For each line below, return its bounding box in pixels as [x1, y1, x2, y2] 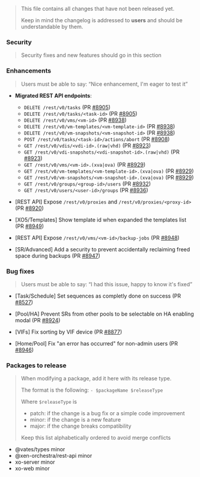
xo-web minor [14, 465, 50, 472]
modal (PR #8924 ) [14, 316, 61, 323]
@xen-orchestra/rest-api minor [14, 452, 92, 460]
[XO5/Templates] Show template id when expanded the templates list [14, 216, 187, 223]
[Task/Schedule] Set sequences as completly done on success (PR [14, 292, 181, 299]
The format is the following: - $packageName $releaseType [20, 386, 163, 394]
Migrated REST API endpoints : [14, 92, 92, 99]
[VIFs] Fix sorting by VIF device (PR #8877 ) [14, 328, 123, 335]
